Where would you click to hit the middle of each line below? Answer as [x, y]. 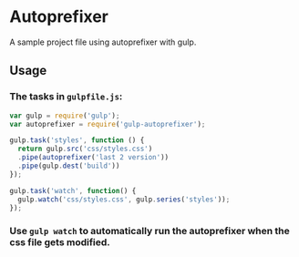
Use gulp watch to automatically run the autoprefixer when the [149, 231]
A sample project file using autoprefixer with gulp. [103, 42]
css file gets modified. [60, 242]
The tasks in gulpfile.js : [66, 97]
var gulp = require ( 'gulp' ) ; [65, 116]
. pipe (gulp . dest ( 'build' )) [69, 166]
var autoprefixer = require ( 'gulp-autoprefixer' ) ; [108, 124]
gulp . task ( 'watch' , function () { [73, 190]
